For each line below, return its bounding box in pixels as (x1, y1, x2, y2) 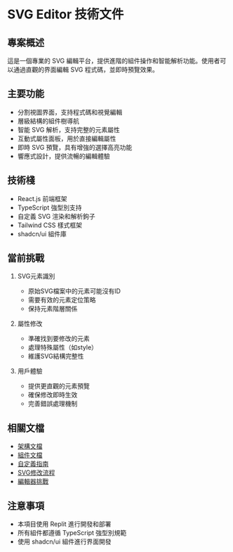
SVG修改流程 (17, 468, 55, 477)
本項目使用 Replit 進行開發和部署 (17, 520, 112, 528)
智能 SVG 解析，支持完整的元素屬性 (17, 125, 121, 134)
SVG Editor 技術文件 (7, 6, 124, 23)
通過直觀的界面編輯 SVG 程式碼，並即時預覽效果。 (13, 65, 159, 74)
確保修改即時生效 (27, 391, 78, 399)
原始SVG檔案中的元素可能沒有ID (27, 287, 121, 295)
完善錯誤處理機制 (27, 399, 78, 408)
